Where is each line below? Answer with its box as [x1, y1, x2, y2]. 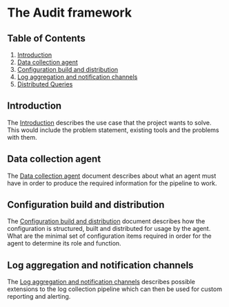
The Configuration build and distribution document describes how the [7, 217, 206, 225]
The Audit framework [7, 5, 132, 21]
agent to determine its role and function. [7, 239, 122, 248]
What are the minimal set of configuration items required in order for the [7, 232, 212, 240]
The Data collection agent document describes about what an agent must [7, 171, 217, 180]
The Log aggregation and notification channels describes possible [7, 278, 195, 286]
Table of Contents [7, 32, 86, 44]
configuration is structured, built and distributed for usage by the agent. [7, 225, 211, 233]
